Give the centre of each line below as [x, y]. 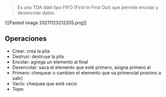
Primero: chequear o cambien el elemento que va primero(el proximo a [87, 72]
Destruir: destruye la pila [38, 56]
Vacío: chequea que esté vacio [45, 83]
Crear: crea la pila [31, 51]
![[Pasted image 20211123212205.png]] [46, 23]
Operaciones [26, 39]
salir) [18, 78]
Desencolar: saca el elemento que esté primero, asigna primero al [81, 67]
